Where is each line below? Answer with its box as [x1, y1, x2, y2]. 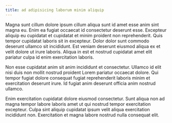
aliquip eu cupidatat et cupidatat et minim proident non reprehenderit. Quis [5, 32, 163, 38]
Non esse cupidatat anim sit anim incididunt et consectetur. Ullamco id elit [5, 64, 162, 70]
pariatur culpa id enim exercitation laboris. [5, 54, 94, 60]
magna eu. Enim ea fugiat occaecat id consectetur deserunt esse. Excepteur [5, 27, 167, 33]
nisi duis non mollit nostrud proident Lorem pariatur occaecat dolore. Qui [5, 69, 159, 76]
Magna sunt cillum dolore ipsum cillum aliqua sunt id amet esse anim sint [5, 21, 159, 28]
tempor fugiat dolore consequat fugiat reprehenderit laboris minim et [5, 75, 150, 81]
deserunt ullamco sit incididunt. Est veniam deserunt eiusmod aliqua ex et [5, 43, 161, 49]
